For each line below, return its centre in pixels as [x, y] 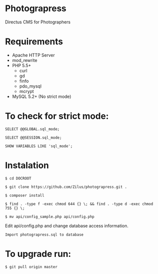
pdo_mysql [30, 86]
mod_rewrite [25, 60]
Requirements [34, 42]
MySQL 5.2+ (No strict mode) [42, 96]
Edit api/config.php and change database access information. [67, 226]
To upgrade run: [38, 254]
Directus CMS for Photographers [38, 22]
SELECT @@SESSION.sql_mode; [34, 137]
